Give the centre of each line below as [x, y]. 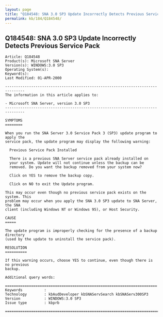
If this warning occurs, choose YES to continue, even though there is [79, 261]
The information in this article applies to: [52, 95]
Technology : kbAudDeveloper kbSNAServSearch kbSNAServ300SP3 [77, 294]
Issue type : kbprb [32, 303]
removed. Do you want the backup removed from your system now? [76, 167]
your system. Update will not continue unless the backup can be [77, 163]
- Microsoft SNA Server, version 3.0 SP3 [48, 104]
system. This [18, 197]
